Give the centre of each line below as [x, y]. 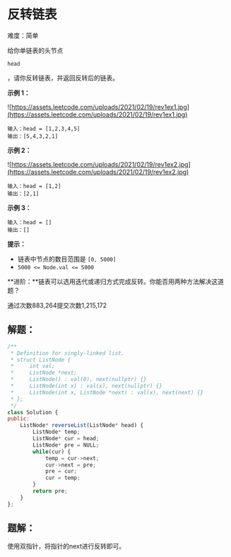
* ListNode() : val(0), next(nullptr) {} [78, 380]
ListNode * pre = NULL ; [66, 445]
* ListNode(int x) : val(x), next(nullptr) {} [86, 386]
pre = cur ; [61, 471]
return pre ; [51, 491]
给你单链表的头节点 [35, 50]
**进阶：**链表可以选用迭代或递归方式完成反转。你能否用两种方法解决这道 [116, 281]
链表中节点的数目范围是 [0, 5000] [67, 259]
